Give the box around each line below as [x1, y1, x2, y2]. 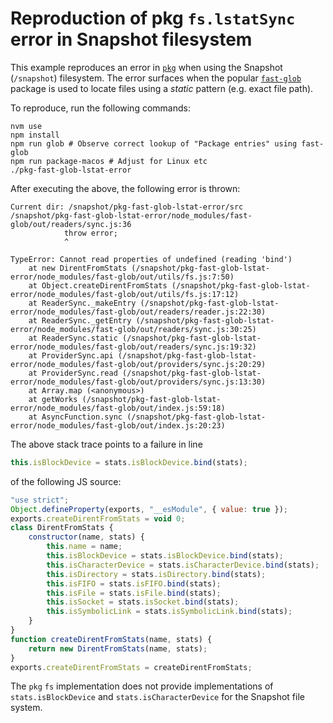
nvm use [10, 121, 43, 131]
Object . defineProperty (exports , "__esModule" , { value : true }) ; [10, 504, 288, 514]
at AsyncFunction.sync [28, 412, 123, 422]
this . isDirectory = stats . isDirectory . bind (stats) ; [46, 569, 267, 579]
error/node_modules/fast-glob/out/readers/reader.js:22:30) [10, 307, 267, 317]
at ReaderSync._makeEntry [28, 298, 137, 308]
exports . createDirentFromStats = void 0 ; [10, 513, 186, 524]
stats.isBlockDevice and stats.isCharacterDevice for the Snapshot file [10, 691, 305, 703]
